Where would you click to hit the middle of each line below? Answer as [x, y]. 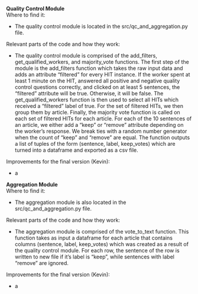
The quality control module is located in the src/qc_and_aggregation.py [101, 26]
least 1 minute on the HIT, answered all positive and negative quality [97, 81]
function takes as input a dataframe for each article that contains [94, 238]
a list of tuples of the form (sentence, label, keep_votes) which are [95, 144]
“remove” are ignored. [42, 263]
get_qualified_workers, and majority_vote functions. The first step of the [102, 62]
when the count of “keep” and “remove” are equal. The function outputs [102, 138]
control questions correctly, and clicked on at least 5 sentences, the [97, 87]
